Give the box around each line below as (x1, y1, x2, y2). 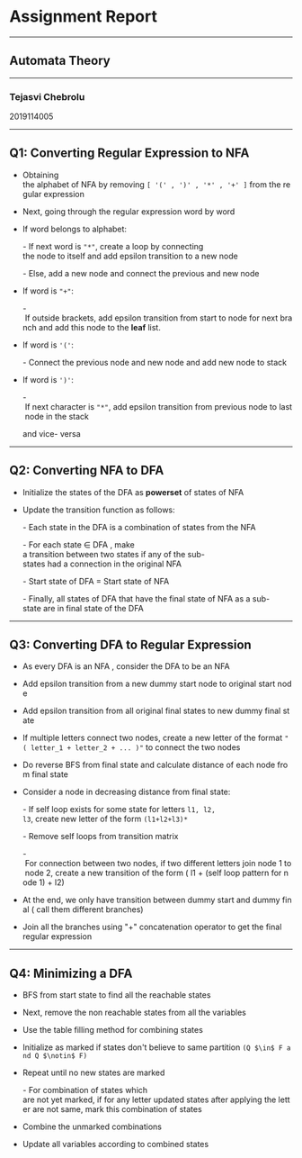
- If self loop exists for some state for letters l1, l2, (22, 804, 216, 815)
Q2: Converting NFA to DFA (9, 463, 164, 478)
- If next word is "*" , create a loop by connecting (22, 240, 204, 251)
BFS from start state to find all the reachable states (22, 990, 211, 1000)
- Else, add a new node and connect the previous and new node (22, 267, 260, 278)
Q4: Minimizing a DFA (9, 965, 133, 981)
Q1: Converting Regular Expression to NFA (9, 146, 250, 161)
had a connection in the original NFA (47, 558, 182, 569)
